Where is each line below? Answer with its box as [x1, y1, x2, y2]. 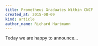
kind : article [5, 16, 35, 21]
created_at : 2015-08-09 [5, 12, 55, 17]
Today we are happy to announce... [5, 35, 78, 41]
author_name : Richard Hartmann [5, 21, 71, 26]
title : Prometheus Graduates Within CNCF [5, 7, 93, 12]
